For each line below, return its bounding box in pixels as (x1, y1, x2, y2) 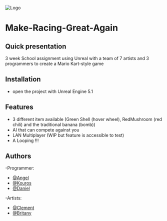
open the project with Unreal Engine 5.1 (12, 88, 93, 94)
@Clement (12, 205, 34, 211)
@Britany (12, 210, 31, 216)
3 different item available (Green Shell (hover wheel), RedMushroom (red (12, 116, 162, 122)
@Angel (12, 175, 29, 181)
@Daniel (12, 185, 30, 191)
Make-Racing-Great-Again (5, 22, 118, 33)
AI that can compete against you (12, 126, 79, 132)
